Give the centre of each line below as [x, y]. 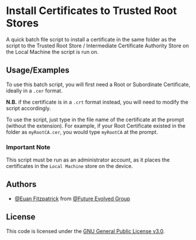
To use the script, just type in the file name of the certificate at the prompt [95, 119]
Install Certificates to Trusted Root [92, 11]
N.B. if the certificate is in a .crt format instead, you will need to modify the [97, 102]
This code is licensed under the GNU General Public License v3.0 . [85, 231]
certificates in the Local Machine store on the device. [70, 166]
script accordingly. [29, 108]
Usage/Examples [38, 71]
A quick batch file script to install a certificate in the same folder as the [91, 39]
